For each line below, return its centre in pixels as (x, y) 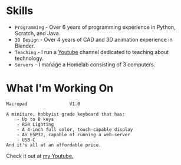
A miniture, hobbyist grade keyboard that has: (66, 114)
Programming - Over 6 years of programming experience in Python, (95, 27)
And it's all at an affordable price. (54, 145)
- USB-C (26, 140)
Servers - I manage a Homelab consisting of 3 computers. (85, 64)
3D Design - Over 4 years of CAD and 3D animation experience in (93, 39)
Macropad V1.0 (43, 104)
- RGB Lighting (35, 124)
